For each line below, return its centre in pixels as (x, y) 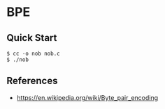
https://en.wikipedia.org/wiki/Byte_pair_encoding (87, 97)
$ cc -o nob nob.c (33, 53)
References (32, 81)
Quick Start (32, 38)
